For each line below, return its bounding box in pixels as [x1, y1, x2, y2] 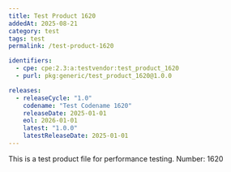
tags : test [8, 34, 45, 43]
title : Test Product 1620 [8, 11, 96, 20]
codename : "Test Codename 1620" [23, 101, 132, 110]
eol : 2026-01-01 [23, 117, 79, 125]
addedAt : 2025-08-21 [8, 19, 79, 28]
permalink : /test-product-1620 [8, 42, 114, 50]
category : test [8, 27, 60, 35]
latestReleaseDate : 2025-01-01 [23, 131, 129, 140]
